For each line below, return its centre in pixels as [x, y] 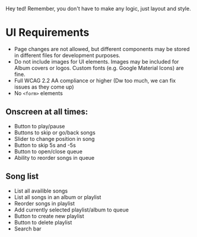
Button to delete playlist [43, 222]
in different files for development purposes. [67, 55]
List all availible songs [41, 191]
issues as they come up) [44, 87]
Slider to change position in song [54, 138]
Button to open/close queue [48, 151]
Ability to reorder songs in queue [54, 157]
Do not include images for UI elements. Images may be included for [96, 61]
